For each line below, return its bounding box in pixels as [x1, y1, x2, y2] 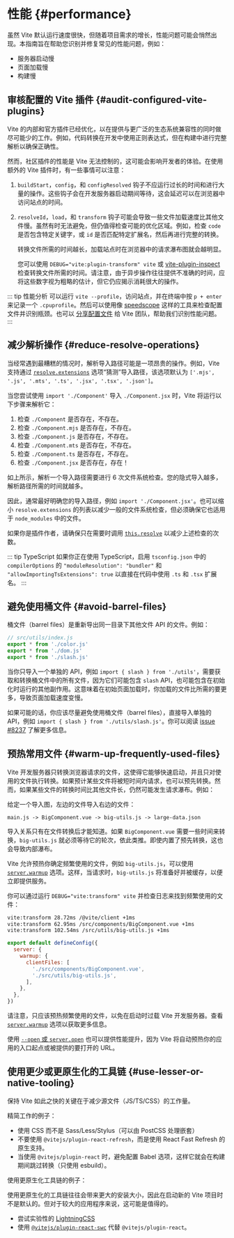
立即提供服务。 [7, 876, 50, 885]
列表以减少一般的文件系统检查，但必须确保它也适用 [79, 505, 226, 513]
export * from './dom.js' [7, 647, 82, 655]
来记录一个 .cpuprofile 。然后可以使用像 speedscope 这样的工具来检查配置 [7, 300, 223, 309]
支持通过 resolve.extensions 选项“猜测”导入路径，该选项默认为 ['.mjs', [7, 367, 215, 376]
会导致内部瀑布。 [7, 844, 56, 853]
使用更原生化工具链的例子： [7, 1175, 87, 1184]
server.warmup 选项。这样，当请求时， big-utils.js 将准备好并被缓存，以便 [7, 868, 223, 876]
